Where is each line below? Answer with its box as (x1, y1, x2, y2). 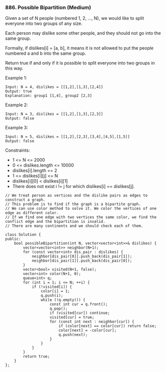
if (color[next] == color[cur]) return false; (58, 324, 157, 329)
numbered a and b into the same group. (5, 50, 86, 56)
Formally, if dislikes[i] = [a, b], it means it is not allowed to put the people (5, 45, 154, 51)
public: (5, 237, 21, 242)
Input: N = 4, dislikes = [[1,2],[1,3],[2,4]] (5, 85, 103, 90)
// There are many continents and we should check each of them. (5, 223, 143, 229)
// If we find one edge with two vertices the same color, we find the (5, 215, 157, 220)
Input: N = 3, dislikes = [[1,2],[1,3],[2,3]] (5, 111, 103, 117)
